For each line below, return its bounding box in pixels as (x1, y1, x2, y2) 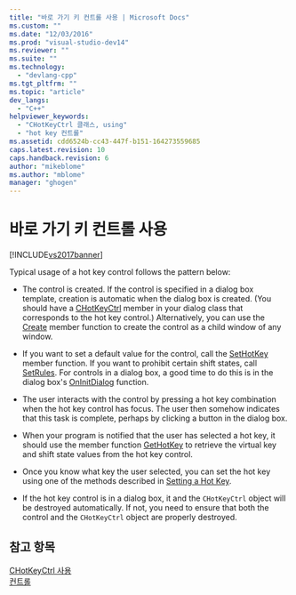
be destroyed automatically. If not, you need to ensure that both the (21, 503, 269, 513)
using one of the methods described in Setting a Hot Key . (21, 476, 232, 486)
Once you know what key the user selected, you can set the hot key (21, 466, 271, 477)
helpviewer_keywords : (9, 112, 90, 121)
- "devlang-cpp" (17, 71, 77, 80)
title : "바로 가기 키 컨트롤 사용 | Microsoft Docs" (9, 12, 190, 22)
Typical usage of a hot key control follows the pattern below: (9, 267, 231, 277)
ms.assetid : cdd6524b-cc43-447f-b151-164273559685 (9, 137, 201, 146)
